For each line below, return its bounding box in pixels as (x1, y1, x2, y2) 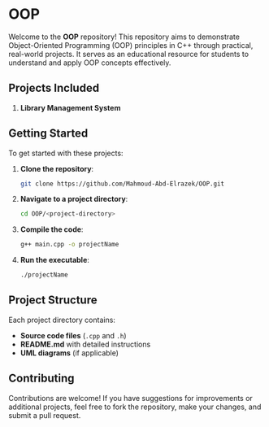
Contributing (8, 372, 75, 386)
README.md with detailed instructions (20, 339, 151, 349)
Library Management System (20, 102, 121, 112)
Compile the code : (20, 224, 84, 234)
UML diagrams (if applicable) (20, 347, 119, 358)
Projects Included (8, 81, 100, 95)
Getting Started (8, 127, 89, 141)
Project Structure (8, 294, 98, 307)
